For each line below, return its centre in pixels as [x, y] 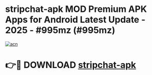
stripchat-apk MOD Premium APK [76, 9]
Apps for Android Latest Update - [75, 20]
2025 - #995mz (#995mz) [60, 30]
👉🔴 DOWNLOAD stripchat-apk [71, 65]
